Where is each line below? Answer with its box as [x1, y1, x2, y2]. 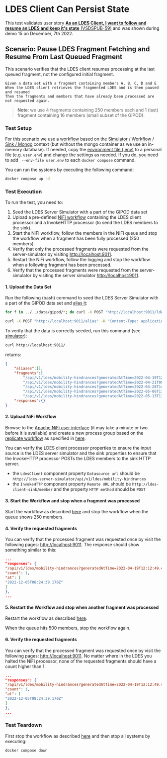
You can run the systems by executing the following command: [5, 167, 134, 173]
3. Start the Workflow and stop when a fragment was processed [5, 497, 140, 503]
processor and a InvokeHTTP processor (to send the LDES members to [12, 220, 158, 226]
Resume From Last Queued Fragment [5, 53, 123, 61]
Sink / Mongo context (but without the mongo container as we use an [5, 141, 147, 147]
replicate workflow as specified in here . [5, 435, 86, 441]
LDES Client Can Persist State [5, 3, 130, 15]
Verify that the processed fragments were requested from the [12, 267, 139, 273]
